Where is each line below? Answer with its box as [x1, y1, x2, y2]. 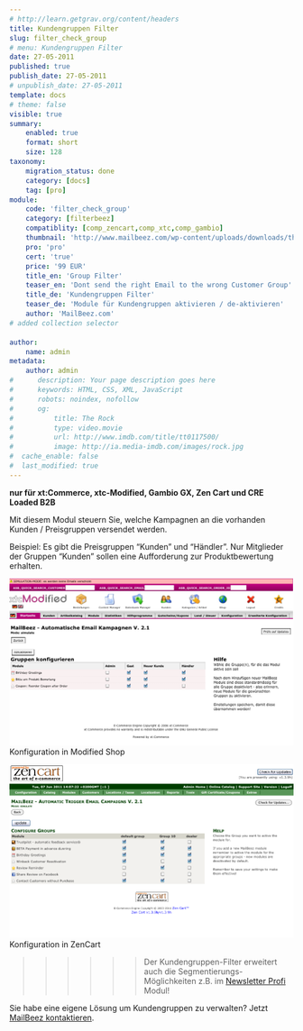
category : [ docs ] [25, 176, 91, 185]
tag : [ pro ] [25, 186, 67, 195]
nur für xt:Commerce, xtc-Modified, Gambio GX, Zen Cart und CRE [9, 487, 264, 497]
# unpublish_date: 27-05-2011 [9, 81, 124, 90]
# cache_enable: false [9, 452, 99, 461]
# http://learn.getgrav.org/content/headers [9, 14, 179, 23]
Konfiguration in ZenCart [9, 939, 101, 950]
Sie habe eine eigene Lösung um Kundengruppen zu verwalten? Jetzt [9, 1003, 269, 1014]
